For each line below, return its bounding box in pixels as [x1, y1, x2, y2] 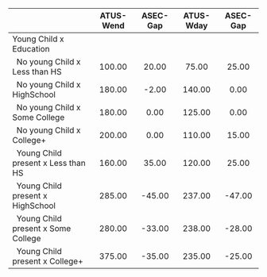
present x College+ [12, 256, 83, 267]
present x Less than [12, 158, 86, 168]
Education [12, 44, 50, 54]
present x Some [12, 223, 72, 233]
